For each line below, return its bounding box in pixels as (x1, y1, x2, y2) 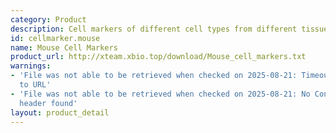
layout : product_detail (10, 107, 110, 118)
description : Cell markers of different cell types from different (10, 24, 298, 34)
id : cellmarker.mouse (10, 33, 101, 43)
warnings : (10, 61, 52, 71)
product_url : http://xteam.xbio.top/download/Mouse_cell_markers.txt (10, 52, 307, 62)
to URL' (19, 80, 52, 90)
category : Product (10, 14, 87, 25)
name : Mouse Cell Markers (10, 42, 118, 53)
